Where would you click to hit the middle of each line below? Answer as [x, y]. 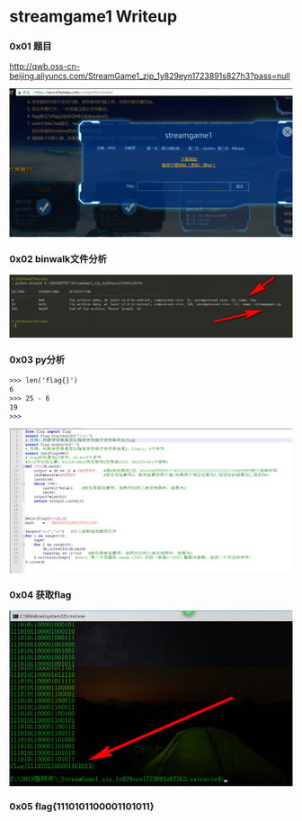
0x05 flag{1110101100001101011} [82, 806]
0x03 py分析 [37, 360]
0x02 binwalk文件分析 [58, 259]
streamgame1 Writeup [93, 17]
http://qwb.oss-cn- [45, 67]
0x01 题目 [31, 47]
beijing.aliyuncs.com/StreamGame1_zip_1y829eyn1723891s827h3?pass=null [150, 76]
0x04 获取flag [40, 595]
